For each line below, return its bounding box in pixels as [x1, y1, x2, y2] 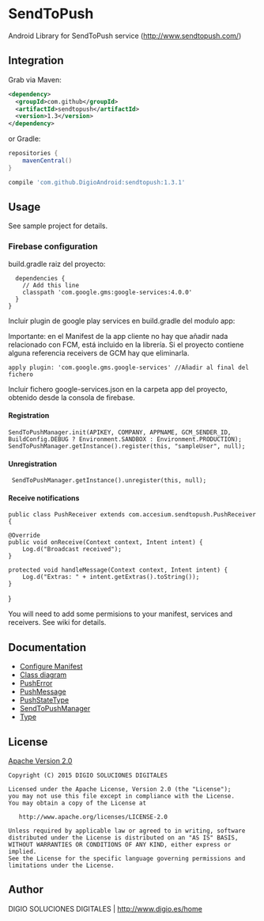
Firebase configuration [8, 241, 98, 252]
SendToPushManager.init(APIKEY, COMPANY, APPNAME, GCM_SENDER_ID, [8, 428, 232, 436]
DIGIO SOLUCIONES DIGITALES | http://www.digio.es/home [8, 904, 203, 913]
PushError [19, 679, 53, 688]
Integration [8, 54, 65, 67]
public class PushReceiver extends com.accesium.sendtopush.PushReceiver [8, 511, 257, 519]
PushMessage [19, 687, 66, 697]
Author [8, 883, 43, 896]
